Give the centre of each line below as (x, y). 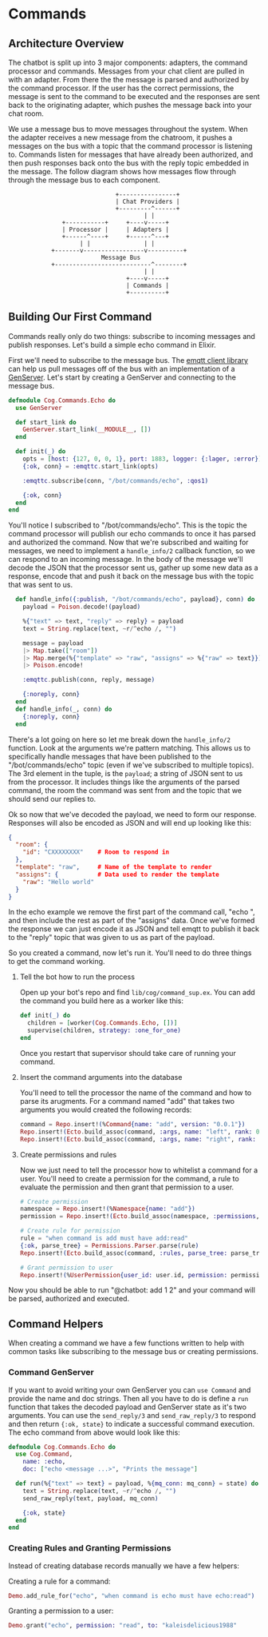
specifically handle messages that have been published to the (110, 756)
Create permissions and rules (68, 1154)
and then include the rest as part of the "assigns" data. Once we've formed (132, 921)
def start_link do (46, 422)
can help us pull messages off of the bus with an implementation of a (122, 368)
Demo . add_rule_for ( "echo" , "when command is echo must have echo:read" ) (132, 1595)
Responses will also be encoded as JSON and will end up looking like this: (130, 822)
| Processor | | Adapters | (116, 229)
